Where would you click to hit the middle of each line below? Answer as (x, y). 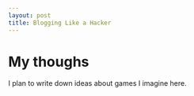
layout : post (30, 15)
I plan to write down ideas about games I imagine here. (98, 83)
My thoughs (49, 62)
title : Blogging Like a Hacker (60, 23)
